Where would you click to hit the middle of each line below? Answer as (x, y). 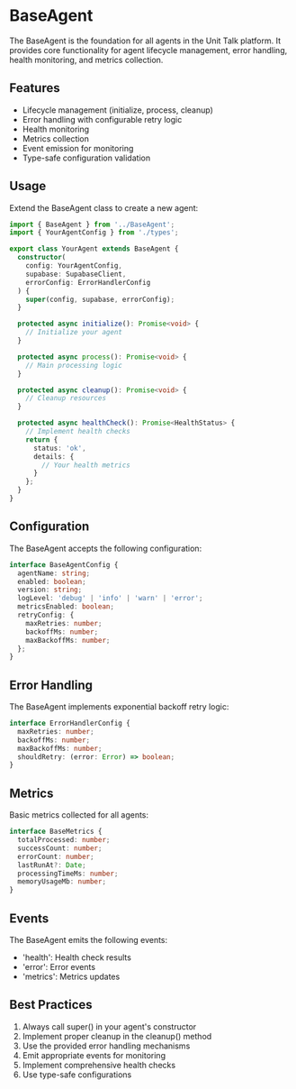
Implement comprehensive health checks (99, 1065)
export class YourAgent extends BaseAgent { (94, 249)
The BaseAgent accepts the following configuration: (106, 548)
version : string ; (50, 590)
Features (35, 88)
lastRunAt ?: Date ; (52, 865)
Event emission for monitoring (78, 148)
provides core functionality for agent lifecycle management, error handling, (148, 50)
